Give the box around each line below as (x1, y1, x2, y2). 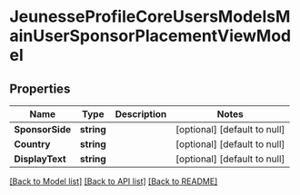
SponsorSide (14, 123, 72, 135)
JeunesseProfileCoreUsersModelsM (9, 6, 291, 27)
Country (14, 138, 51, 151)
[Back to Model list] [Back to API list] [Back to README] (9, 176, 218, 187)
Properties (9, 81, 71, 96)
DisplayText (14, 152, 66, 165)
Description (115, 108, 167, 120)
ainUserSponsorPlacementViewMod (9, 25, 292, 46)
